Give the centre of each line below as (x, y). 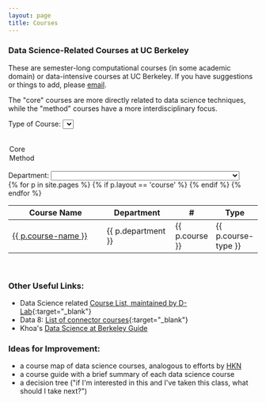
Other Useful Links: (46, 286)
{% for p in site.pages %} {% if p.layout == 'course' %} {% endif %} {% (125, 184)
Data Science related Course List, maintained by (98, 302)
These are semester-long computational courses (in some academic (120, 67)
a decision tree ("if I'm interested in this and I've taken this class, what (134, 383)
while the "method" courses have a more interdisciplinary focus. (113, 108)
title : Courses (33, 23)
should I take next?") (53, 391)
